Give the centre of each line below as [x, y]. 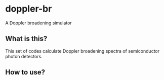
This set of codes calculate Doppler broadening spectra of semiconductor [83, 51]
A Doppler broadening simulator [38, 23]
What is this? [26, 39]
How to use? [25, 72]
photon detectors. [24, 56]
